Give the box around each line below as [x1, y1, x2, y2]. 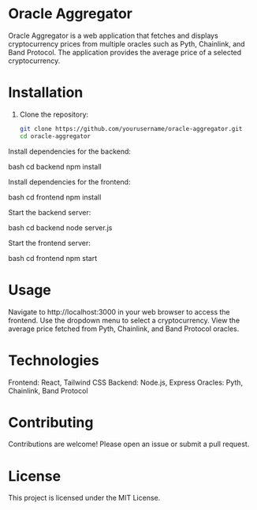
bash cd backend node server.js [8, 222, 113, 233]
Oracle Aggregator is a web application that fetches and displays [8, 31, 218, 40]
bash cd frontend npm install [8, 192, 102, 202]
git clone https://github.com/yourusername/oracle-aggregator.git [19, 125, 243, 132]
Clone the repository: [19, 110, 89, 119]
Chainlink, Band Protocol [8, 385, 88, 395]
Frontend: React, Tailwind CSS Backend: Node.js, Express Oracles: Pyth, [8, 378, 243, 387]
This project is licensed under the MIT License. [8, 493, 161, 503]
